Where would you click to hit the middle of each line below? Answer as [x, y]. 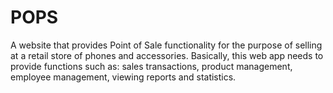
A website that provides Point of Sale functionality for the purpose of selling [166, 45]
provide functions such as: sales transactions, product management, [151, 66]
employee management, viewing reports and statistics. [123, 77]
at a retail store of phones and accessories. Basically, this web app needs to [167, 55]
